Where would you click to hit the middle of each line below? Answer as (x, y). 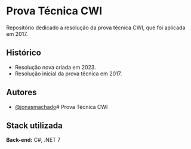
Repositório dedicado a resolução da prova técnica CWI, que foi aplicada (96, 28)
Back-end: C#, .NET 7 (33, 140)
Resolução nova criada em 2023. (56, 67)
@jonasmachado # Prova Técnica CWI (61, 107)
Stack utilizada (34, 125)
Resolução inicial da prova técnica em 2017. (68, 74)
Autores (21, 92)
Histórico (24, 53)
